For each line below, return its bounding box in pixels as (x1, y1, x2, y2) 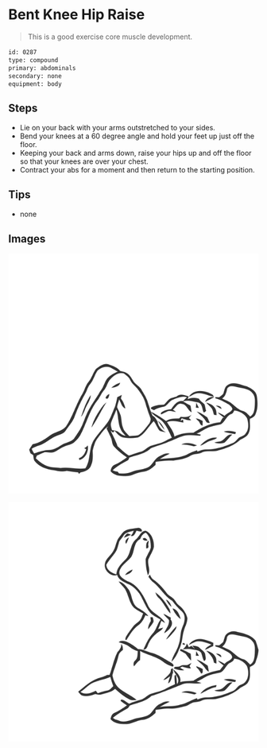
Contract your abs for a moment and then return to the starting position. (19, 165, 256, 174)
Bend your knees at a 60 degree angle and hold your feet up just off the (19, 131, 255, 141)
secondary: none (8, 72, 62, 80)
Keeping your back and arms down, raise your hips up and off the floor (19, 148, 252, 157)
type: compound (8, 56, 59, 64)
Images (8, 232, 46, 246)
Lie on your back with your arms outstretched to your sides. (19, 122, 216, 132)
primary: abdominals (8, 64, 77, 72)
